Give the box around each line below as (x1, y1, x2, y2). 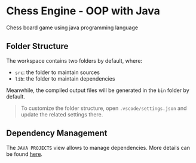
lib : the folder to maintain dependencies (14, 75, 115, 82)
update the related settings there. (20, 110, 103, 118)
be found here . (6, 150, 43, 158)
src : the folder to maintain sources (14, 69, 100, 76)
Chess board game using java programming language (6, 24, 139, 31)
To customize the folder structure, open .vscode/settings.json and (20, 104, 187, 112)
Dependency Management (6, 128, 108, 139)
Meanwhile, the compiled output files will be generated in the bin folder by (6, 87, 189, 94)
